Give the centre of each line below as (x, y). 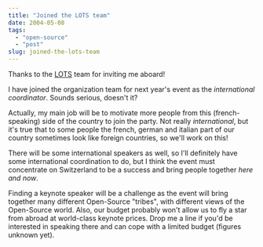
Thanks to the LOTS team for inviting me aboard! (87, 74)
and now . (24, 178)
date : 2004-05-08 (37, 23)
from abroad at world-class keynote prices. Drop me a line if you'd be (121, 218)
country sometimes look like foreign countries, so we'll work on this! (118, 138)
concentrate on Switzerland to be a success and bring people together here (131, 170)
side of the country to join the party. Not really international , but (145, 121)
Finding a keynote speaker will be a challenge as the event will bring (119, 193)
